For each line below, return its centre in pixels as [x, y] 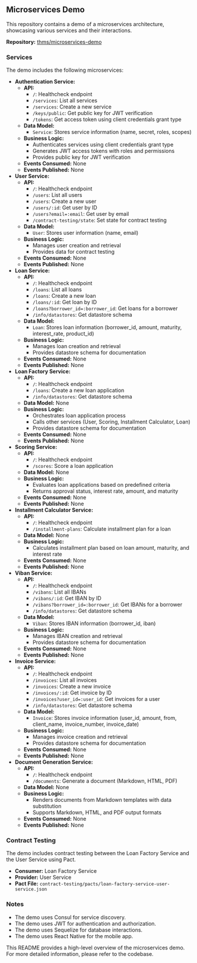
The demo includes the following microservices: [65, 70]
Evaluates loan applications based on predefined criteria [101, 485]
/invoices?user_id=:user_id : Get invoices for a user [96, 699]
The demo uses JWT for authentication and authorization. [85, 923]
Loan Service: [32, 271]
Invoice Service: [35, 661]
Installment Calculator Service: [54, 510]
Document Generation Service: [54, 762]
